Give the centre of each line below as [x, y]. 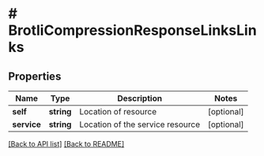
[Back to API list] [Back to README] [66, 144]
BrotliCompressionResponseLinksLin [132, 30]
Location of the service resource [139, 124]
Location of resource [117, 111]
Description [140, 98]
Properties [35, 76]
